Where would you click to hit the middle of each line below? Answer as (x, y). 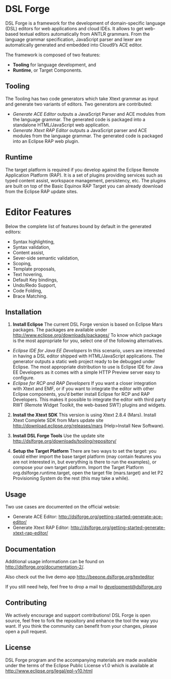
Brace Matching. (30, 296)
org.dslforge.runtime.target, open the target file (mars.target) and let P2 (88, 473)
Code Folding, (27, 290)
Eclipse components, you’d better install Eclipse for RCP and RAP (81, 394)
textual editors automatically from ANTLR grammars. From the (85, 34)
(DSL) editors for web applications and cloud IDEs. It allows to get (74, 28)
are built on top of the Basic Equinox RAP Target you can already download (84, 186)
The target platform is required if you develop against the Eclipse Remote (82, 169)
